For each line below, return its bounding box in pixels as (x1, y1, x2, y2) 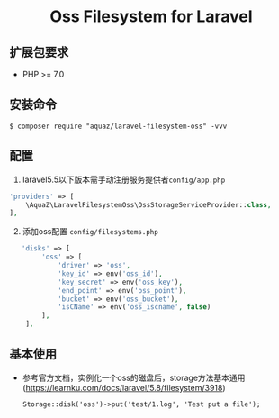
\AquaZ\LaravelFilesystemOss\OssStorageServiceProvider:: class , (25, 200, 272, 209)
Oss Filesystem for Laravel (49, 6, 254, 27)
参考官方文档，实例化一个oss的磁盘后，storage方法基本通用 (22, 372, 246, 383)
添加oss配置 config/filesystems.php (22, 226, 159, 237)
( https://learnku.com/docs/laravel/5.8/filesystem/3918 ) (22, 382, 227, 393)
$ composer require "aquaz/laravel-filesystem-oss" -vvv (9, 122, 228, 131)
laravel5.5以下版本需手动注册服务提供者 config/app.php (22, 174, 226, 185)
